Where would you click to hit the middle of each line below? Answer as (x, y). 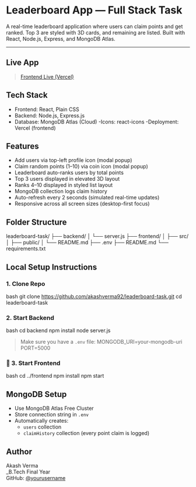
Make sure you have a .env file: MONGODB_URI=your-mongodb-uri (101, 342)
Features (22, 146)
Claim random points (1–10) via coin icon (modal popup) (81, 167)
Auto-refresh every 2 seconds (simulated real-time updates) (87, 198)
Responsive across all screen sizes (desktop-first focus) (82, 204)
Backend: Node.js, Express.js (50, 115)
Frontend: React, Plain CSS (47, 109)
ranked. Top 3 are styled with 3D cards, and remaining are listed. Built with (96, 32)
